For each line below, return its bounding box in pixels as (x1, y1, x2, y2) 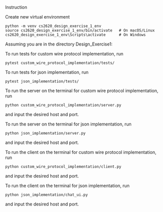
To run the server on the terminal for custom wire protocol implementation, (5, 87, 159, 93)
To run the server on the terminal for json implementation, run (5, 121, 132, 127)
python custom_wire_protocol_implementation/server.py (5, 102, 122, 107)
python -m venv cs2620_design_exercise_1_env (5, 23, 101, 28)
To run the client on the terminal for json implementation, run (5, 182, 130, 188)
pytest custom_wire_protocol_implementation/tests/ (5, 60, 115, 65)
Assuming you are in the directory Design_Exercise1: (5, 41, 113, 47)
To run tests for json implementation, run (5, 69, 89, 75)
